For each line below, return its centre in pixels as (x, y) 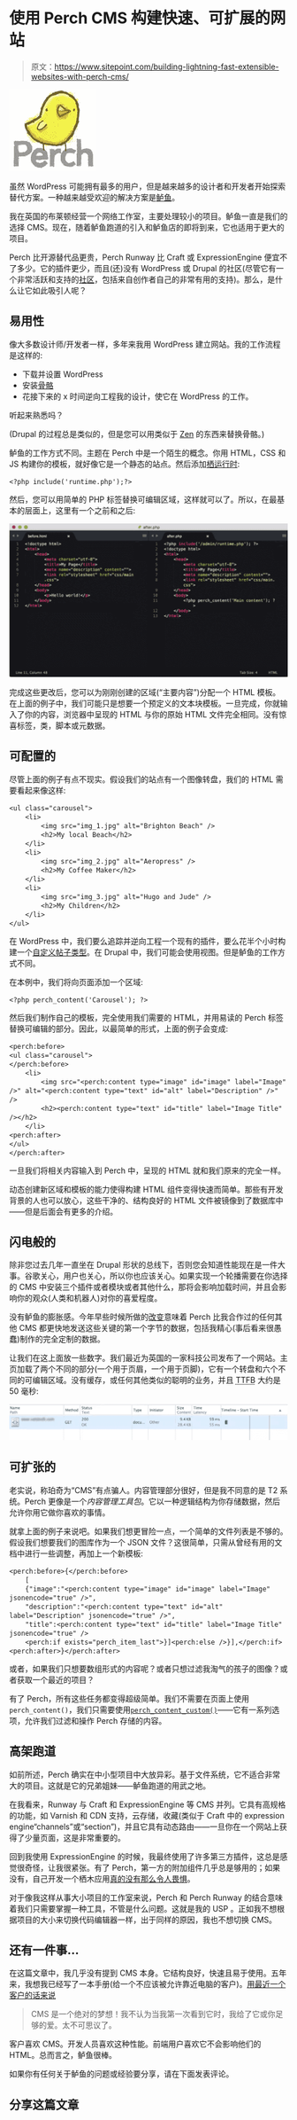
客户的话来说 (32, 1995)
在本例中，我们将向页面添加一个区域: (76, 982)
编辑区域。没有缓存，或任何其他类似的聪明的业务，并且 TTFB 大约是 (156, 1381)
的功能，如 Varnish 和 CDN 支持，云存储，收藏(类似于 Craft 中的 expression (147, 1815)
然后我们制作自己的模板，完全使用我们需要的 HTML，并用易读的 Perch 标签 (147, 1017)
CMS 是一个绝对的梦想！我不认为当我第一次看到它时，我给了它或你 (153, 2014)
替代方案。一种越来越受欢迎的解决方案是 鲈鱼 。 (94, 197)
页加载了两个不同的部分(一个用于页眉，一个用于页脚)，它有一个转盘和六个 (144, 1369)
